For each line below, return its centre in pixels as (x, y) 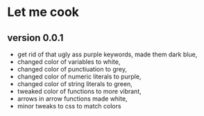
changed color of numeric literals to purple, (79, 76)
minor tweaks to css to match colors (69, 106)
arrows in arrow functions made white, (72, 99)
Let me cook (43, 12)
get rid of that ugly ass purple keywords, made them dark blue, (107, 54)
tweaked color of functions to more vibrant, (79, 91)
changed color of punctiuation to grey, (72, 69)
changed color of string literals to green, (75, 84)
